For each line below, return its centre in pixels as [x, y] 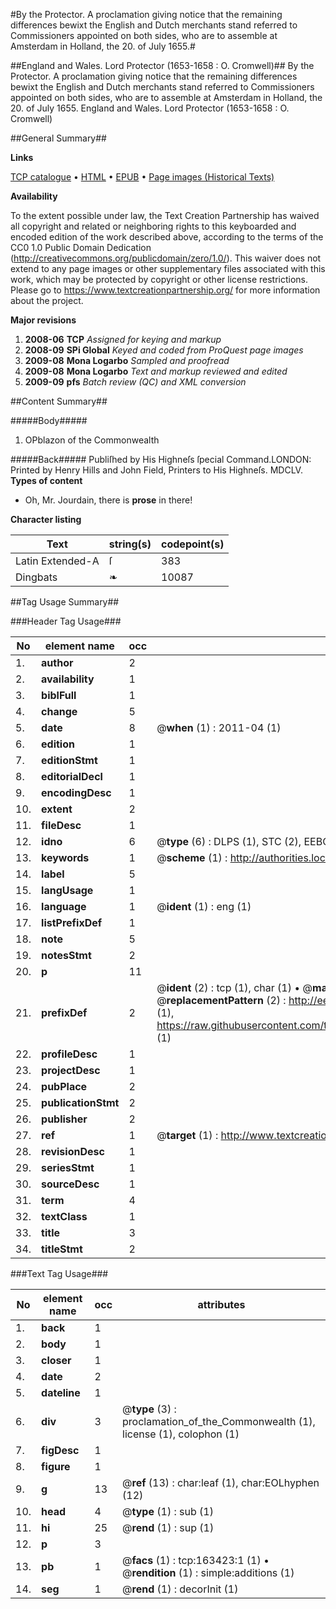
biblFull [59, 695]
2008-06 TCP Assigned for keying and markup [123, 339]
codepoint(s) [193, 544]
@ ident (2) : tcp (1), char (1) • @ [234, 987]
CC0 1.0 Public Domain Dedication [81, 247]
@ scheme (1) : [192, 857]
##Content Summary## [59, 401]
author [57, 662]
